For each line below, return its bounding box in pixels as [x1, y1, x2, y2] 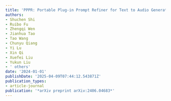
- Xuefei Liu [5, 55, 33, 60]
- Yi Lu [5, 45, 22, 50]
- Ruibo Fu [5, 21, 28, 27]
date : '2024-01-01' [5, 69, 47, 74]
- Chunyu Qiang [5, 41, 38, 46]
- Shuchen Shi [5, 17, 36, 22]
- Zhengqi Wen [5, 27, 36, 32]
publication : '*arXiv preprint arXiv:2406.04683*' [5, 88, 115, 93]
